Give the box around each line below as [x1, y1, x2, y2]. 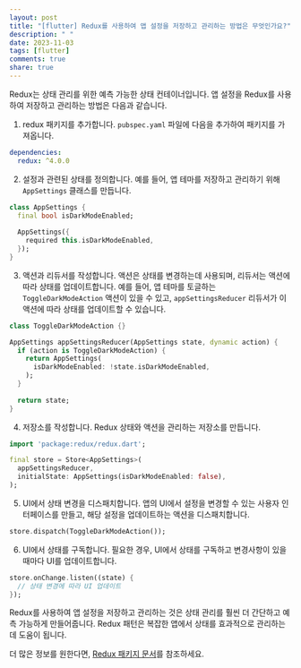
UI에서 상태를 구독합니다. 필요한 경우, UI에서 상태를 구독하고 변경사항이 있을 [21, 544, 287, 555]
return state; [17, 396, 70, 405]
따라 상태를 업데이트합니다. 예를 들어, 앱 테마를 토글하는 [21, 281, 217, 292]
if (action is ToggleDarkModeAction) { [17, 346, 167, 355]
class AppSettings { [9, 202, 87, 211]
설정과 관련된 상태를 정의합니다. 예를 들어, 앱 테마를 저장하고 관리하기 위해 [21, 174, 280, 184]
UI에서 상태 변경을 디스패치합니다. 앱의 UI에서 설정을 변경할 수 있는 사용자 [21, 498, 279, 509]
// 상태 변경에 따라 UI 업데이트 [17, 581, 122, 591]
